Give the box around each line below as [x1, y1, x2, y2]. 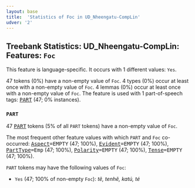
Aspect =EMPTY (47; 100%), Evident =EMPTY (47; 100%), [31, 140, 169, 147]
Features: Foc [6, 51, 56, 61]
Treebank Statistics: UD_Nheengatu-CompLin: [6, 41, 180, 51]
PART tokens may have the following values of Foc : [6, 164, 126, 171]
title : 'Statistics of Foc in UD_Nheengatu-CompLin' [6, 14, 141, 20]
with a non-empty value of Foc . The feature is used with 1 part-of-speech [6, 90, 183, 97]
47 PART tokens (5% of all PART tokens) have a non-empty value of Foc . [6, 123, 178, 130]
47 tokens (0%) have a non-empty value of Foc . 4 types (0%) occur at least [6, 78, 189, 85]
